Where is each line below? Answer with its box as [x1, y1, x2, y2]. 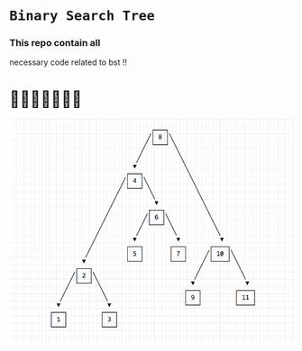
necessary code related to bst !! [9, 57, 128, 67]
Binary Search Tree [9, 7, 155, 24]
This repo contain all [9, 37, 101, 49]
